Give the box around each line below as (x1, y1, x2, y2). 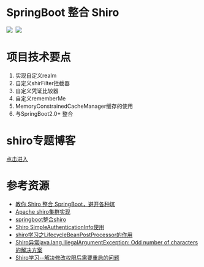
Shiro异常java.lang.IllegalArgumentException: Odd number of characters (15, 238, 198, 246)
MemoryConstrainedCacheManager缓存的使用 (15, 102, 134, 110)
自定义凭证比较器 (15, 87, 59, 94)
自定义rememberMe (15, 94, 66, 102)
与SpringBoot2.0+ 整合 (15, 110, 74, 117)
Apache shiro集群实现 (15, 208, 70, 215)
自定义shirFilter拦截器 (15, 79, 70, 86)
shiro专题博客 (6, 134, 76, 148)
